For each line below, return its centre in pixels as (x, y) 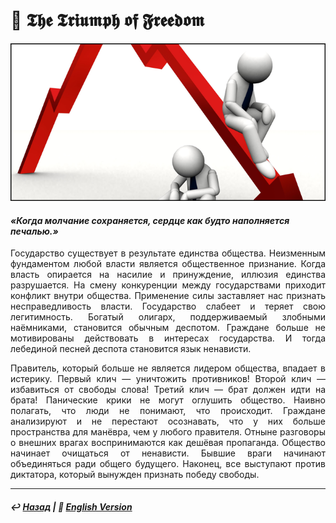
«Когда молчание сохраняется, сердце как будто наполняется (150, 220)
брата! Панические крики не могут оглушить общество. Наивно (168, 400)
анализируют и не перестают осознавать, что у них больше (168, 421)
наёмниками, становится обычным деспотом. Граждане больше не (168, 328)
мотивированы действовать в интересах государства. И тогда (168, 338)
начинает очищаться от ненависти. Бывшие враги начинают (168, 453)
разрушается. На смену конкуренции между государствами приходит (168, 285)
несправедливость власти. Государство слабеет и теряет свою (168, 306)
